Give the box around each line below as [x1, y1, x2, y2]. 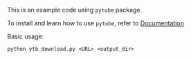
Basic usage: [7, 32, 44, 40]
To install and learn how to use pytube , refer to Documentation [7, 19, 185, 27]
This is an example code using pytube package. [7, 6, 143, 14]
